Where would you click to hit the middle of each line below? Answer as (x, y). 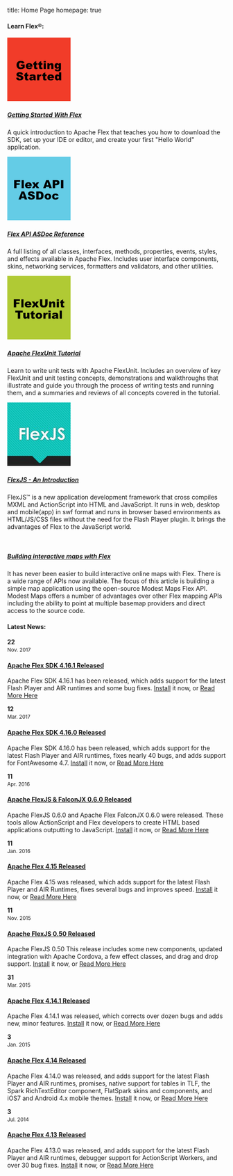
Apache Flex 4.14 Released (47, 1060)
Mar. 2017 (19, 717)
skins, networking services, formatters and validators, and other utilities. (110, 267)
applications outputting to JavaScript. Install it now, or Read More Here (108, 829)
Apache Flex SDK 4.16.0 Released (57, 733)
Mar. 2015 (19, 985)
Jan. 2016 (19, 851)
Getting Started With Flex (44, 115)
